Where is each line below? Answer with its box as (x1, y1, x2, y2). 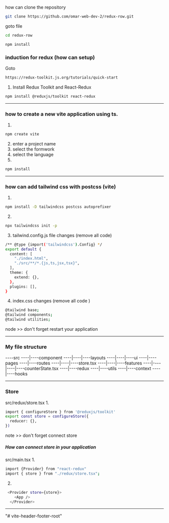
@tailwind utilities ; (5, 317, 51, 322)
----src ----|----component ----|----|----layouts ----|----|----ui (5, 355, 138, 361)
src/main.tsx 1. (5, 457, 35, 463)
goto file (5, 23, 23, 29)
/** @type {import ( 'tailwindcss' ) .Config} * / (5, 242, 102, 247)
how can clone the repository (5, 5, 66, 10)
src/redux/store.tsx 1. (5, 400, 49, 406)
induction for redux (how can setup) (5, 54, 95, 61)
